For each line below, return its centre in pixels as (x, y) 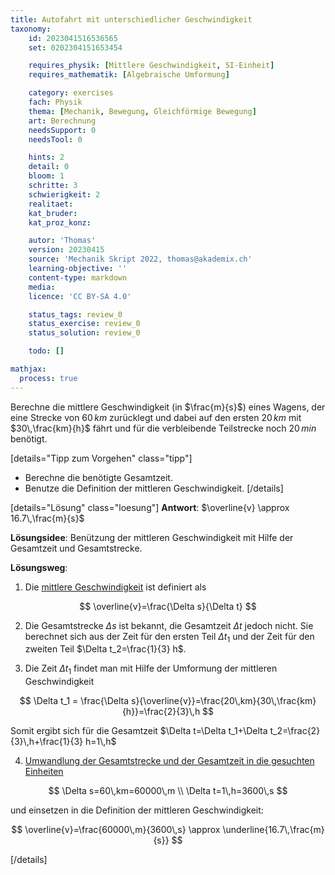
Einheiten (44, 772)
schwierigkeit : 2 (64, 194)
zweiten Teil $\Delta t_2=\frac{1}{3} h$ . (105, 649)
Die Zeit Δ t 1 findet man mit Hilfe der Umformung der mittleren (151, 669)
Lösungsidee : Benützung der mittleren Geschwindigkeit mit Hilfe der (152, 537)
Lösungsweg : (39, 567)
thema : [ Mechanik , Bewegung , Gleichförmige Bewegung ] (142, 111)
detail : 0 (49, 167)
